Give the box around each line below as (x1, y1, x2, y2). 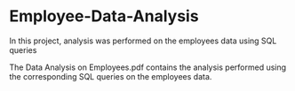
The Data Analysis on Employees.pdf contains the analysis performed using (9, 62, 287, 72)
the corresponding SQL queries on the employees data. (9, 71, 212, 81)
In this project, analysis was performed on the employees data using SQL (9, 35, 277, 46)
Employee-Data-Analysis (9, 6, 199, 27)
